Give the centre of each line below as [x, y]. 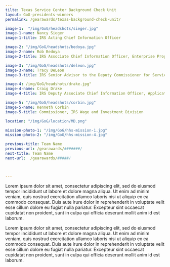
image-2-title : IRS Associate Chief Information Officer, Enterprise [80, 56]
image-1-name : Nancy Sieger [35, 33]
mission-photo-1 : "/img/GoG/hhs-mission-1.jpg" [56, 130]
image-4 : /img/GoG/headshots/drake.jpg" [49, 84]
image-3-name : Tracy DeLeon [35, 70]
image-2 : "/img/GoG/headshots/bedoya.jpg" [51, 47]
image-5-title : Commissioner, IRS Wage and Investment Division [74, 112]
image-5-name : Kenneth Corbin [37, 107]
